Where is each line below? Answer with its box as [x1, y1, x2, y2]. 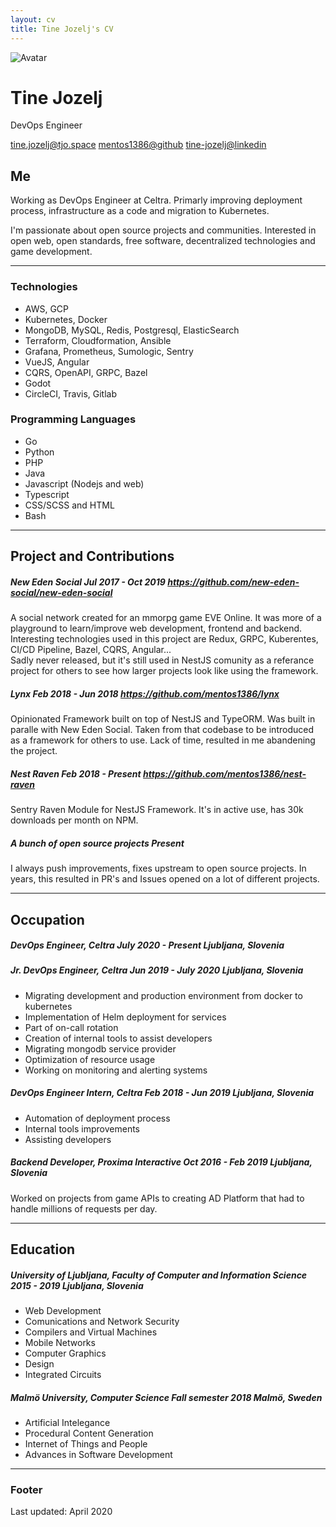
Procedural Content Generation [24, 1427, 154, 1440]
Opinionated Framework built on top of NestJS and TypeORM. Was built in [10, 713, 316, 725]
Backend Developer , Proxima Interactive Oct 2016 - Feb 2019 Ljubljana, [10, 1156, 313, 1168]
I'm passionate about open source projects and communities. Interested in [10, 224, 317, 236]
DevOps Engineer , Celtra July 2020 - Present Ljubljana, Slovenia [10, 939, 285, 951]
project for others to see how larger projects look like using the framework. [10, 665, 319, 677]
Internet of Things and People [24, 1438, 148, 1450]
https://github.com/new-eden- [167, 576, 300, 588]
